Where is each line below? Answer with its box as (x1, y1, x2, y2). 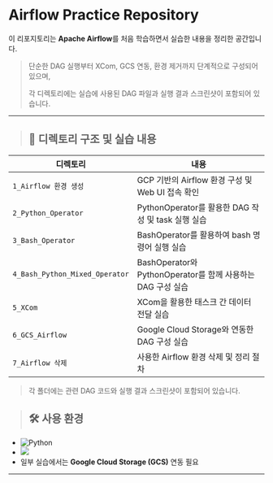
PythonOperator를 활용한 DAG (136, 202, 250, 213)
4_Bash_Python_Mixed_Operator (12, 269, 130, 278)
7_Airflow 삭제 (12, 358, 67, 368)
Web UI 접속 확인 (136, 186, 200, 198)
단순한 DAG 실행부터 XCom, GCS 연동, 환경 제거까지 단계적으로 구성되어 (28, 61, 258, 71)
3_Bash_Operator (12, 236, 76, 245)
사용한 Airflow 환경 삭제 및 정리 (136, 351, 250, 363)
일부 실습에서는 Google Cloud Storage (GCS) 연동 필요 (19, 457, 199, 467)
